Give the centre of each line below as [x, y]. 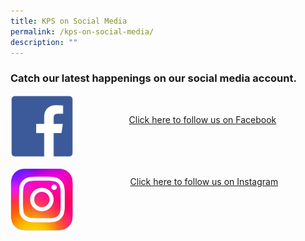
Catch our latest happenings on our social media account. [153, 78]
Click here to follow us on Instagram [204, 181]
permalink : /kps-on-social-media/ [82, 31]
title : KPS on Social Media [69, 21]
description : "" [44, 42]
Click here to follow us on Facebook [202, 119]
